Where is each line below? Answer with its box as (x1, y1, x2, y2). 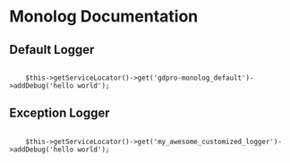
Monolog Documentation (9, 6, 199, 27)
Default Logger (9, 42, 95, 57)
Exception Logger (9, 106, 110, 121)
